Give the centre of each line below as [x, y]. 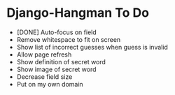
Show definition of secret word [61, 61]
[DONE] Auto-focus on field [57, 32]
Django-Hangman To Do [78, 13]
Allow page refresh [44, 54]
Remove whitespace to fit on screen [69, 39]
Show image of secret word [56, 69]
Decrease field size [44, 76]
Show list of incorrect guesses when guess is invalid [92, 47]
